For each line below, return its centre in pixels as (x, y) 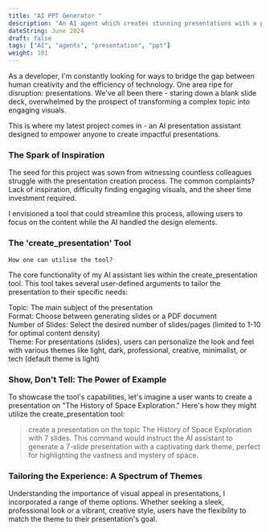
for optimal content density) (54, 333)
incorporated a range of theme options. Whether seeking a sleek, (117, 502)
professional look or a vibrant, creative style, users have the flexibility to (127, 510)
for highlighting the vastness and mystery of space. (113, 455)
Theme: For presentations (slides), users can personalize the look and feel (131, 342)
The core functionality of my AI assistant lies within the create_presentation (133, 275)
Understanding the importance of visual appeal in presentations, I (117, 493)
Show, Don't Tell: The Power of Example (88, 379)
